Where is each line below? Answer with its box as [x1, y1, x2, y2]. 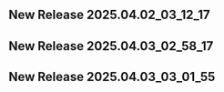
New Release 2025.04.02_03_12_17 [8, 7, 210, 23]
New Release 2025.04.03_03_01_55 [8, 69, 216, 85]
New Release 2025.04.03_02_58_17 [8, 38, 214, 54]
